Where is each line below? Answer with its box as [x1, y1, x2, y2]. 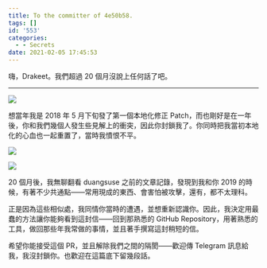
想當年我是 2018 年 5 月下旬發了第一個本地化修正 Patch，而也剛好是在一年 [8, 111, 252, 120]
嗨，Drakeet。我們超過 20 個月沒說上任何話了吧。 [8, 72, 172, 80]
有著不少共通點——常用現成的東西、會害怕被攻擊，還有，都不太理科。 [21, 188, 252, 196]
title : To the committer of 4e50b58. [8, 11, 133, 20]
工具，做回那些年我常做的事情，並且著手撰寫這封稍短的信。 [8, 224, 203, 233]
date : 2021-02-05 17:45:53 [8, 49, 98, 56]
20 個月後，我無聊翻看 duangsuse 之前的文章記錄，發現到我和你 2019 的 [8, 177, 246, 187]
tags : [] [8, 19, 37, 27]
